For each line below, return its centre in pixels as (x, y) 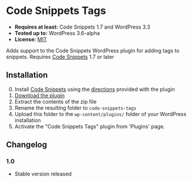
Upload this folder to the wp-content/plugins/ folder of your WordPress (100, 114)
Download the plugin (40, 95)
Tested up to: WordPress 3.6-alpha (57, 33)
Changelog (27, 145)
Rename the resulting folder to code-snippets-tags (75, 108)
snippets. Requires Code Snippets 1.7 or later (60, 57)
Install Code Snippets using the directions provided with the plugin (95, 89)
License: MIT (31, 39)
